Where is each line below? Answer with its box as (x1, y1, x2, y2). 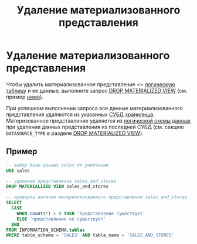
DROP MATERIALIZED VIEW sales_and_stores (6, 184, 109, 189)
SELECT (6, 200, 22, 206)
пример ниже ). (6, 93, 44, 100)
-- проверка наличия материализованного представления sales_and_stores (6, 194, 188, 200)
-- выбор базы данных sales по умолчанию (6, 162, 109, 168)
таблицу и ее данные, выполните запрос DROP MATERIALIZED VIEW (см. (6, 87, 188, 94)
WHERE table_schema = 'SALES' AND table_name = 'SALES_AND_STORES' (6, 232, 175, 238)
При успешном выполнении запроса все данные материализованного (6, 104, 183, 111)
